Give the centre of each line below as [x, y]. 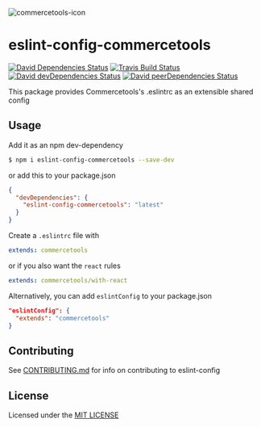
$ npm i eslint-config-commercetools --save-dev [91, 160]
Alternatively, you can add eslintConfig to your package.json [110, 295]
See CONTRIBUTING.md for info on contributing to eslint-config [114, 370]
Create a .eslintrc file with [54, 235]
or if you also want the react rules [64, 266]
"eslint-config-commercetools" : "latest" [93, 205]
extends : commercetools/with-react [68, 280]
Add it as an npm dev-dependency [66, 144]
